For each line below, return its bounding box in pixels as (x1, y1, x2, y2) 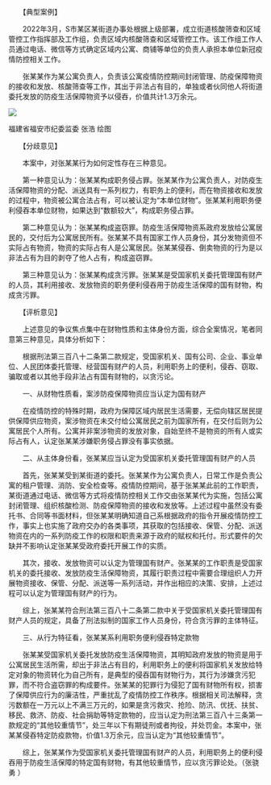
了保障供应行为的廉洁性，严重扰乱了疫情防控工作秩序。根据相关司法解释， (8, 690, 256, 700)
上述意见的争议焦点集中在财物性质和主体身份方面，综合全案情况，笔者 (22, 325, 256, 334)
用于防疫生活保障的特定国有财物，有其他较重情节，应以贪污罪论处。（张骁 (15, 758, 260, 767)
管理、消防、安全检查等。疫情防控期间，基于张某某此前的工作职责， (35, 480, 263, 490)
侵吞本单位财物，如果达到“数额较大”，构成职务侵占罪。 (15, 206, 199, 215)
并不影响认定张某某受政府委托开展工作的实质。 (15, 541, 171, 550)
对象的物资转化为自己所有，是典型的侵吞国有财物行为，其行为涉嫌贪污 (15, 670, 248, 679)
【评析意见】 (22, 307, 62, 317)
